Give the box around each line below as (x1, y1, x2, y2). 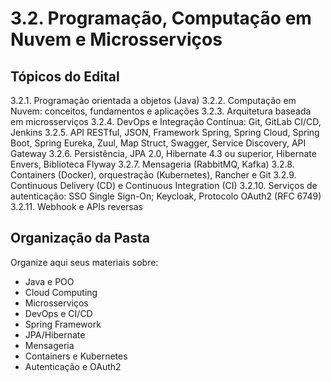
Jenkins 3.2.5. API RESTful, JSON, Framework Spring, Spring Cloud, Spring (10, 127, 320, 138)
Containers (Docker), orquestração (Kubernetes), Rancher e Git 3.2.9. (10, 169, 297, 181)
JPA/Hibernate (24, 328, 86, 341)
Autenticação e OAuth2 (24, 360, 122, 372)
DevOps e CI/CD (24, 307, 93, 319)
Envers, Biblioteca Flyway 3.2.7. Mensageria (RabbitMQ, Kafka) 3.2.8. (10, 158, 295, 170)
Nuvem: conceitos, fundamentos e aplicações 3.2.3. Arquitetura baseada (10, 105, 312, 117)
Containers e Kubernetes (24, 350, 128, 362)
